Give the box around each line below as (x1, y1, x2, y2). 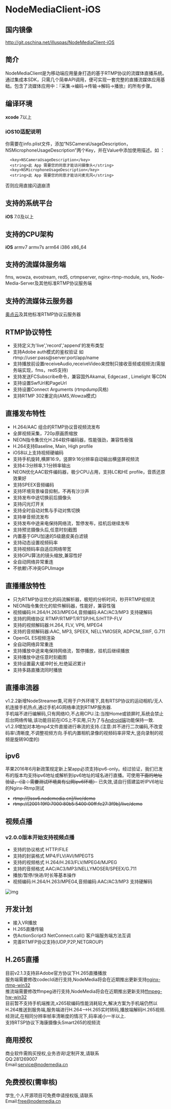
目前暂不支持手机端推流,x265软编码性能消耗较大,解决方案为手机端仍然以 (5, 1000, 158, 1006)
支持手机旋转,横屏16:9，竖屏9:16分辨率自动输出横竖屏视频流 (12, 456, 140, 462)
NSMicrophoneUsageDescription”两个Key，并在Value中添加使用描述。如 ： (5, 147, 165, 153)
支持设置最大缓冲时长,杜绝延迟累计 (12, 660, 86, 666)
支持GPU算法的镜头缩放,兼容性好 (12, 552, 82, 558)
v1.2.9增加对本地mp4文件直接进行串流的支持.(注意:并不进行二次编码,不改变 (5, 723, 163, 730)
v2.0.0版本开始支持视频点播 (5, 834, 75, 841)
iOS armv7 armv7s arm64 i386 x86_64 (5, 244, 87, 250)
